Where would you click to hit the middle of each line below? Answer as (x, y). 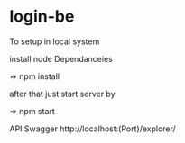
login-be (42, 17)
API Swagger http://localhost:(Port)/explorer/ (92, 129)
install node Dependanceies (61, 58)
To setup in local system (55, 41)
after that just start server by (62, 94)
